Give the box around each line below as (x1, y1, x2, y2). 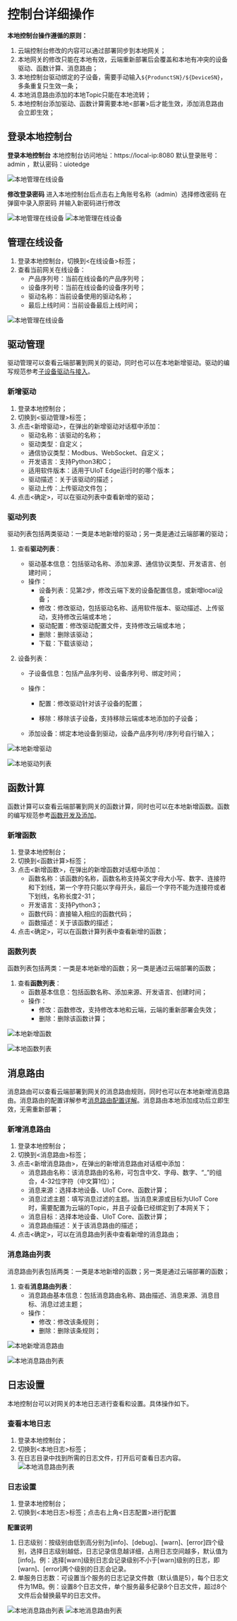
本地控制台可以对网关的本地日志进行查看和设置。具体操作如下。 (7, 1399, 193, 1407)
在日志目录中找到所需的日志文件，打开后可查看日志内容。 (17, 1453, 185, 1462)
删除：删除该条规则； (38, 1326, 101, 1335)
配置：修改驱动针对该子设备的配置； (38, 699, 145, 707)
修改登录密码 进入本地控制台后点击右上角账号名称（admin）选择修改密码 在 (7, 190, 227, 198)
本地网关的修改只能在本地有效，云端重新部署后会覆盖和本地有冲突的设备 (17, 54, 228, 64)
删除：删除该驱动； (38, 630, 95, 639)
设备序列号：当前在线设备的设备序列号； (28, 283, 146, 291)
